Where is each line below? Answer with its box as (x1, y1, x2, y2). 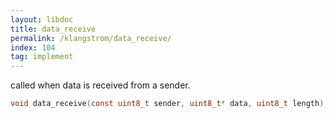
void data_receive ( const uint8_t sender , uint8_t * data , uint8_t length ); (10, 99, 329, 109)
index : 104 (10, 42, 56, 53)
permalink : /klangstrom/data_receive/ (10, 33, 172, 43)
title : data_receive (10, 24, 97, 34)
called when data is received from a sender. (10, 79, 191, 91)
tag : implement (10, 52, 74, 62)
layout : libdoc (10, 14, 74, 25)
